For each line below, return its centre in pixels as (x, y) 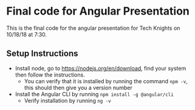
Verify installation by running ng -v (67, 100)
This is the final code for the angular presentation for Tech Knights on (93, 28)
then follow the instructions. (50, 75)
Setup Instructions (42, 54)
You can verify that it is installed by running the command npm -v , (106, 81)
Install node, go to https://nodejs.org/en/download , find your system (101, 68)
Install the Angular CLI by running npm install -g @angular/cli (94, 94)
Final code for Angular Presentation (98, 11)
